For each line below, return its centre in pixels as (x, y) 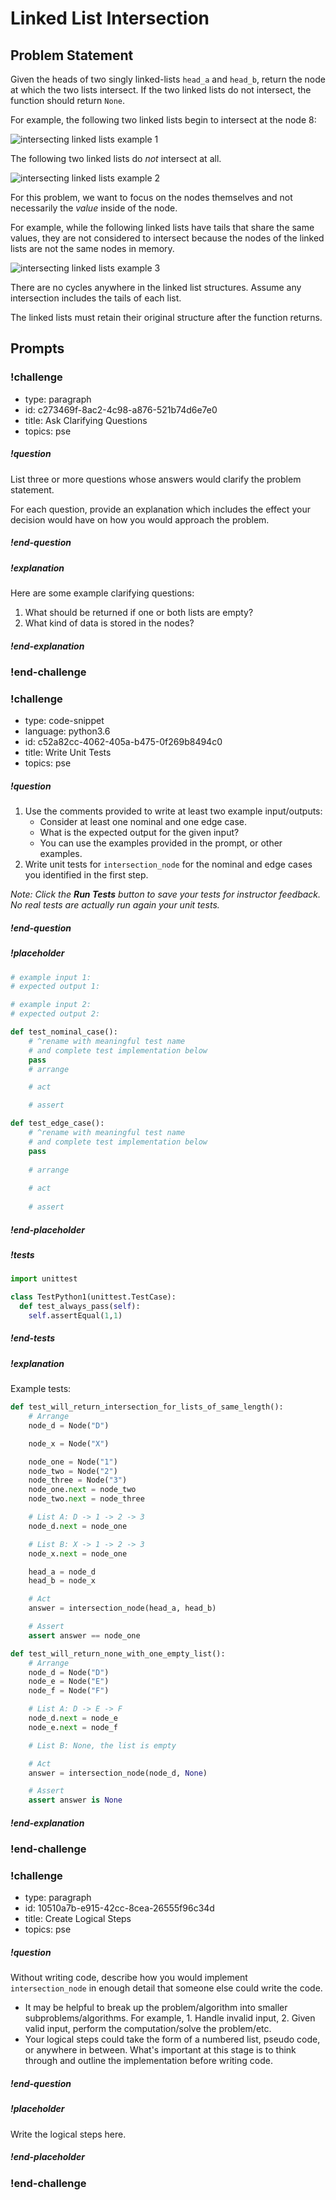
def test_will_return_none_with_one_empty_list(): (118, 1653)
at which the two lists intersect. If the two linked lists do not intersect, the (161, 90)
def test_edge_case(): (57, 1123)
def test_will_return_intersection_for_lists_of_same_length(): (147, 1407)
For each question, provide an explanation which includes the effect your (160, 509)
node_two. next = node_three (86, 1499)
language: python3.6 (67, 731)
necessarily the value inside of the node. (94, 208)
